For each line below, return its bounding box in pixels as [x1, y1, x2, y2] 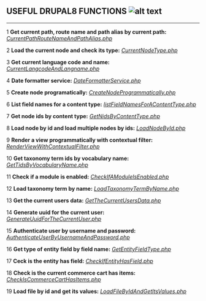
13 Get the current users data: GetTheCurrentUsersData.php [6, 197, 161, 204]
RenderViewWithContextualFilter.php [6, 142, 100, 150]
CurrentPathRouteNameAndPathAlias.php [6, 34, 113, 42]
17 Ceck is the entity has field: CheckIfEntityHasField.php [6, 257, 153, 264]
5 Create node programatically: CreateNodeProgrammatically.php [6, 88, 176, 96]
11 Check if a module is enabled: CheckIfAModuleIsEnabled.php [6, 173, 169, 180]
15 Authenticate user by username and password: [6, 227, 136, 234]
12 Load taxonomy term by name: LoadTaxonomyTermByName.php [6, 185, 180, 192]
